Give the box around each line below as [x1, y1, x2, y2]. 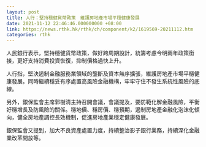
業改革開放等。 [6, 134, 44, 141]
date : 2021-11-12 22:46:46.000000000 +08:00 [6, 20, 122, 26]
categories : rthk [6, 32, 51, 38]
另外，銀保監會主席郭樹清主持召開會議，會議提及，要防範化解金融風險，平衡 [6, 99, 200, 106]
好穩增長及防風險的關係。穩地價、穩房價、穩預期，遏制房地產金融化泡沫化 [6, 106, 194, 113]
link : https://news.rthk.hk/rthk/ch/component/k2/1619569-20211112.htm [6, 26, 193, 32]
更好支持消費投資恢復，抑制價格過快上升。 [17, 57, 124, 64]
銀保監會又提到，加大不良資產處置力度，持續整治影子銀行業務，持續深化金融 [6, 127, 200, 134]
